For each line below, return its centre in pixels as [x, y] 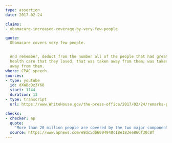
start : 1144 [23, 90]
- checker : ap [20, 118]
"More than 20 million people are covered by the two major [80, 128]
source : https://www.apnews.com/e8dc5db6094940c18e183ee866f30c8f [82, 133]
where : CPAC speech [26, 71]
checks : [14, 113]
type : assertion [23, 10]
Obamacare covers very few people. [48, 43]
